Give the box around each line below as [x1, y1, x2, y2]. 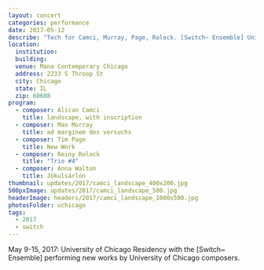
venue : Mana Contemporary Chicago [15, 63, 128, 71]
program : [8, 99, 37, 107]
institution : [15, 48, 58, 56]
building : [15, 56, 47, 64]
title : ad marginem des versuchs [22, 128, 132, 136]
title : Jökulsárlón [22, 172, 86, 181]
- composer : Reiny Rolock [15, 150, 101, 158]
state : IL [15, 84, 47, 93]
